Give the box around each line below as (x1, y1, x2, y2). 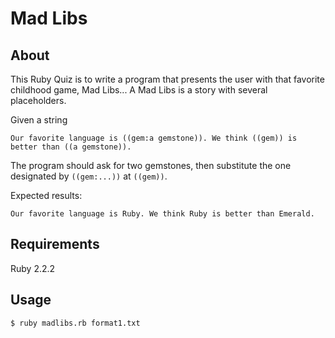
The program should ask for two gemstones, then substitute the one (10, 160, 292, 171)
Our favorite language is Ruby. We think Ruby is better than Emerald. (10, 209, 315, 219)
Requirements (10, 236, 100, 253)
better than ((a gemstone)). (10, 142, 132, 152)
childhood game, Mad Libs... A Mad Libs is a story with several (10, 84, 268, 96)
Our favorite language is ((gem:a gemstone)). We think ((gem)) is (10, 133, 298, 143)
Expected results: (10, 190, 83, 201)
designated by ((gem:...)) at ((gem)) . (10, 170, 168, 182)
